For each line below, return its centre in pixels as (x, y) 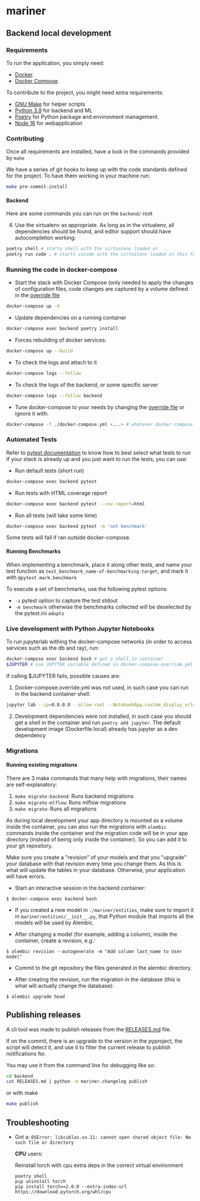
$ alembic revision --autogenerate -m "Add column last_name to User (94, 951)
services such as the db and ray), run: (53, 648)
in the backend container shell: (53, 693)
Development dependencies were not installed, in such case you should (103, 716)
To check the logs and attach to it (56, 362)
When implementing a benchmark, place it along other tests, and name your (99, 564)
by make (15, 158)
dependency (30, 735)
